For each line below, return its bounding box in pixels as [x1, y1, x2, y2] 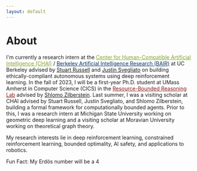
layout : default [6, 8, 46, 15]
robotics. [6, 146, 28, 153]
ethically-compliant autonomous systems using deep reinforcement [6, 72, 170, 80]
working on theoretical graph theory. [6, 122, 95, 130]
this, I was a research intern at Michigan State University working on [6, 110, 172, 117]
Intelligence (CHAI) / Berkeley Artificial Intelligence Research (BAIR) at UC [6, 60, 185, 67]
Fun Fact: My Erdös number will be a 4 [6, 157, 99, 165]
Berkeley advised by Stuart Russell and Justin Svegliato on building [6, 66, 169, 73]
